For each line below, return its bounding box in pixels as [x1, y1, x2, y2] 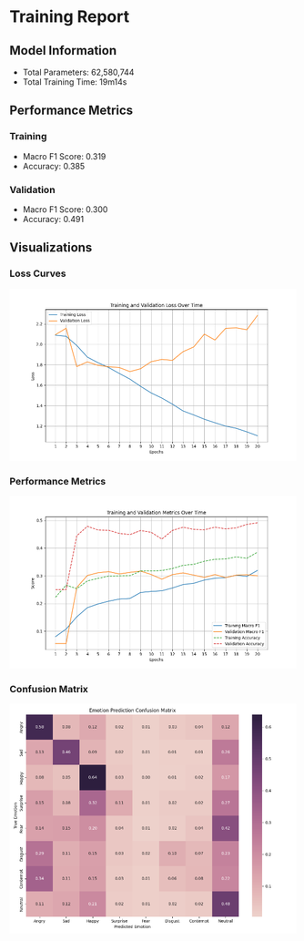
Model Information [9, 43, 117, 58]
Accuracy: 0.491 [22, 213, 85, 224]
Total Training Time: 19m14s [22, 77, 127, 87]
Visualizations [9, 240, 93, 256]
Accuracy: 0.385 [22, 160, 86, 171]
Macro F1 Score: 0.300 [22, 203, 108, 215]
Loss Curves [9, 267, 66, 280]
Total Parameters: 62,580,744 [22, 66, 135, 77]
